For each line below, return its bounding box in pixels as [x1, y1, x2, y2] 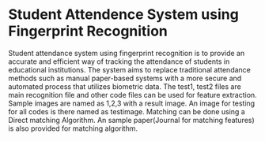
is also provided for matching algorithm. [8, 124, 138, 133]
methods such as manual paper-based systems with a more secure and [8, 73, 242, 83]
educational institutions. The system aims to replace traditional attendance [8, 65, 252, 74]
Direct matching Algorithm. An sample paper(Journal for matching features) [8, 115, 255, 124]
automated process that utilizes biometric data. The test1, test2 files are [8, 81, 241, 91]
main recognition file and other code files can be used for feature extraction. [8, 90, 257, 99]
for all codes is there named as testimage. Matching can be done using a [8, 106, 245, 116]
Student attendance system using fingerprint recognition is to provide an [8, 48, 245, 58]
